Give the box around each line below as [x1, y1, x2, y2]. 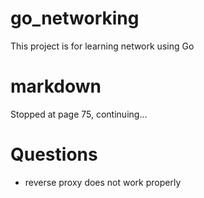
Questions [10, 143, 98, 166]
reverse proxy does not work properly [24, 176, 182, 188]
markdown [10, 75, 102, 98]
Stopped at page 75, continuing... [10, 108, 148, 120]
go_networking [10, 7, 140, 30]
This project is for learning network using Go [10, 40, 195, 52]
